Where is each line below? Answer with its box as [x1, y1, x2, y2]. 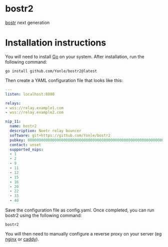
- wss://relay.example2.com [5, 110, 64, 115]
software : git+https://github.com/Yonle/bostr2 [9, 133, 111, 138]
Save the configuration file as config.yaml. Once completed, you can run [5, 207, 154, 213]
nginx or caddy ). [5, 236, 39, 242]
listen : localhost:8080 [5, 91, 55, 96]
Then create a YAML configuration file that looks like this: [5, 77, 123, 83]
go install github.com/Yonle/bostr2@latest [5, 68, 97, 73]
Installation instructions [5, 37, 106, 48]
